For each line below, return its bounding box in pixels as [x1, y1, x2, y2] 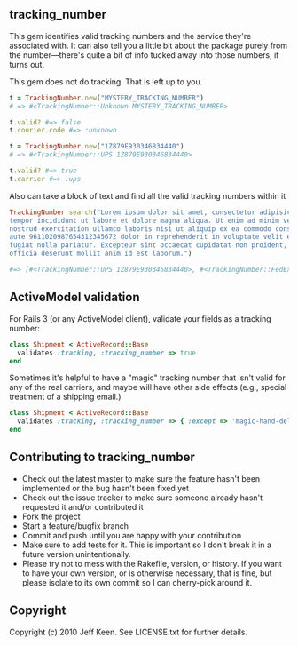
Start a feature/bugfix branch [21, 520, 129, 531]
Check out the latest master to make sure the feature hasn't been [21, 473, 261, 483]
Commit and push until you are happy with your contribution [21, 530, 242, 540]
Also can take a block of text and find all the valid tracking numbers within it [9, 190, 286, 201]
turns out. [9, 59, 45, 69]
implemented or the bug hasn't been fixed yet [21, 483, 189, 493]
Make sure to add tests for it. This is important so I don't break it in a [21, 539, 272, 550]
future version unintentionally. [21, 548, 131, 559]
